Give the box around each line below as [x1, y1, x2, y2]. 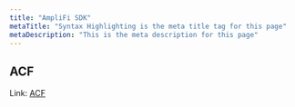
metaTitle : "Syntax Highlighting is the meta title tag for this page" [9, 22, 287, 31]
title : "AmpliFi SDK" [9, 13, 92, 23]
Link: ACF [9, 88, 46, 99]
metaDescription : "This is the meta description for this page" [9, 30, 259, 39]
